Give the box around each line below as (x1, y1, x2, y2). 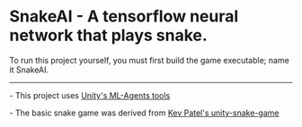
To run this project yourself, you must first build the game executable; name (9, 55, 289, 65)
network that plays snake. (9, 25, 209, 46)
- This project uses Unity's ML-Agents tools (9, 89, 171, 100)
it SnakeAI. (9, 64, 49, 75)
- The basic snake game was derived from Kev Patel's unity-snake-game (9, 107, 280, 118)
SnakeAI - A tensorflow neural (9, 6, 239, 27)
